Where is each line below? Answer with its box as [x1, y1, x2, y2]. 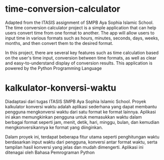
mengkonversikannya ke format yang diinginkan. [5, 124, 103, 130]
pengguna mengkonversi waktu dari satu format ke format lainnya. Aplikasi [5, 109, 156, 115]
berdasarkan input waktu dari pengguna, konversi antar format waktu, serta [5, 139, 158, 145]
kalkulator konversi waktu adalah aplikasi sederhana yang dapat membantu [5, 103, 157, 109]
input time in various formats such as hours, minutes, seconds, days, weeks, [5, 35, 160, 41]
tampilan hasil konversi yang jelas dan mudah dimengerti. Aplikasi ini [5, 144, 143, 150]
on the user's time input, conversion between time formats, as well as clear [5, 55, 157, 60]
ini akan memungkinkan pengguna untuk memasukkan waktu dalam [5, 114, 142, 120]
